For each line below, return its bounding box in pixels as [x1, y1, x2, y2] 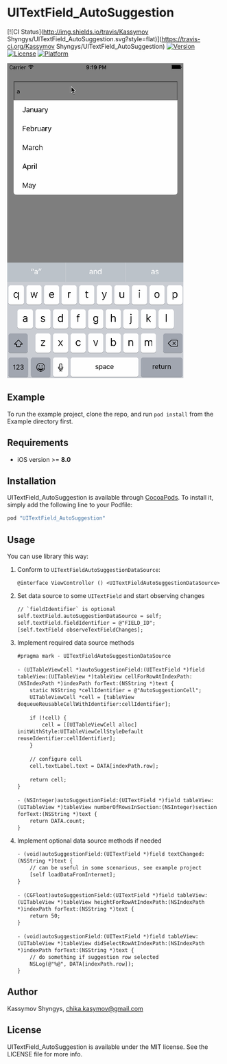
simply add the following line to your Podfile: [7, 500, 132, 509]
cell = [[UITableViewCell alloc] [42, 722, 137, 729]
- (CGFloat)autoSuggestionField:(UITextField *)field [16, 892, 174, 899]
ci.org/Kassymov [7, 42, 55, 50]
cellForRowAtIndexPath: [124, 674, 193, 680]
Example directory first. [7, 417, 73, 425]
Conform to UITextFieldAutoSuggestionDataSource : [16, 566, 160, 574]
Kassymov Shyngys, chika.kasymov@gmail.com [7, 1004, 144, 1012]
